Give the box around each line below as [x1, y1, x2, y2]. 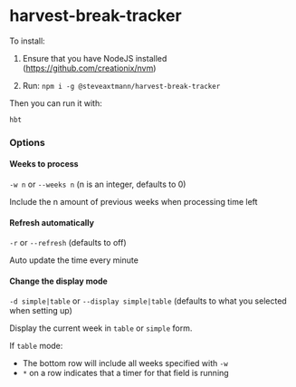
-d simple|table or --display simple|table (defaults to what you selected [9, 295, 287, 306]
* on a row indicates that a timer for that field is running [22, 368, 229, 379]
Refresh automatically [9, 217, 95, 227]
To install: [9, 35, 45, 46]
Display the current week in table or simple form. [9, 323, 193, 334]
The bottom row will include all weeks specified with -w [22, 358, 228, 369]
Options [9, 136, 45, 149]
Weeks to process [9, 159, 79, 169]
